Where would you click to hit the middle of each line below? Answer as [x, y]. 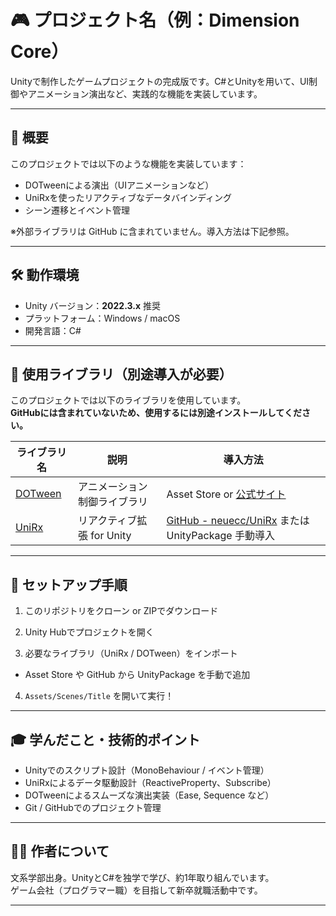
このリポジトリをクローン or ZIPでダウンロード [121, 611]
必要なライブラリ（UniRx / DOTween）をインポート [131, 653]
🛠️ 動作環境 [45, 275]
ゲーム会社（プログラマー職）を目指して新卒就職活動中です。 [136, 890]
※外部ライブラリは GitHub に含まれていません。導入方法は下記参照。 [152, 231]
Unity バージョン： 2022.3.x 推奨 [92, 305]
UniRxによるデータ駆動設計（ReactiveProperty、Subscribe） [150, 782]
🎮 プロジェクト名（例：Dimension [155, 20]
